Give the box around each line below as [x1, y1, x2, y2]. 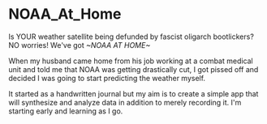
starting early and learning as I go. [8, 106, 123, 116]
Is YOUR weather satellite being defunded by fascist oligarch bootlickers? [8, 32, 254, 41]
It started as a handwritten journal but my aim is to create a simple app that [8, 88, 259, 98]
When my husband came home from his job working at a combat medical [8, 56, 253, 66]
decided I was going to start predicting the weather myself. [8, 73, 205, 83]
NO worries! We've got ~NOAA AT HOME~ [8, 40, 151, 49]
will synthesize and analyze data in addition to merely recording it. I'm [8, 97, 242, 107]
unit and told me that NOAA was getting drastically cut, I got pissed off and [8, 64, 259, 74]
